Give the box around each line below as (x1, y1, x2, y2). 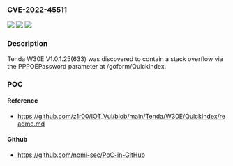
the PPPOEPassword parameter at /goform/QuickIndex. (7, 62, 167, 70)
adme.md (17, 119, 45, 128)
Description (7, 39, 48, 49)
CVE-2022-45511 (7, 5, 68, 15)
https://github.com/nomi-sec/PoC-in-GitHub (17, 151, 145, 159)
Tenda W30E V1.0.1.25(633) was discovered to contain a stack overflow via (7, 54, 223, 63)
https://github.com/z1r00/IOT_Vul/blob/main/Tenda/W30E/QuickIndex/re (17, 112, 225, 120)
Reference (7, 97, 38, 105)
